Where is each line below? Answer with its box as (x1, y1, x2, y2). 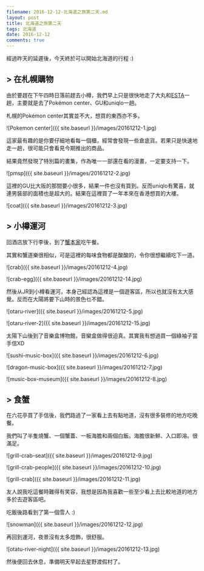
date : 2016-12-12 (6, 32, 50, 38)
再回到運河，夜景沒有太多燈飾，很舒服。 (6, 533, 107, 541)
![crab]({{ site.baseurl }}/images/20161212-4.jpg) (6, 263, 128, 271)
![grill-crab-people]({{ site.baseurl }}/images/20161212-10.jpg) (6, 464, 161, 471)
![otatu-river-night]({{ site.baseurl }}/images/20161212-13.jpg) (6, 545, 160, 553)
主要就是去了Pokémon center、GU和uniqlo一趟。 (16, 99, 140, 107)
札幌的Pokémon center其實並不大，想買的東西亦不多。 (6, 112, 143, 119)
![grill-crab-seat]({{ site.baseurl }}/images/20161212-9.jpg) (6, 452, 153, 460)
